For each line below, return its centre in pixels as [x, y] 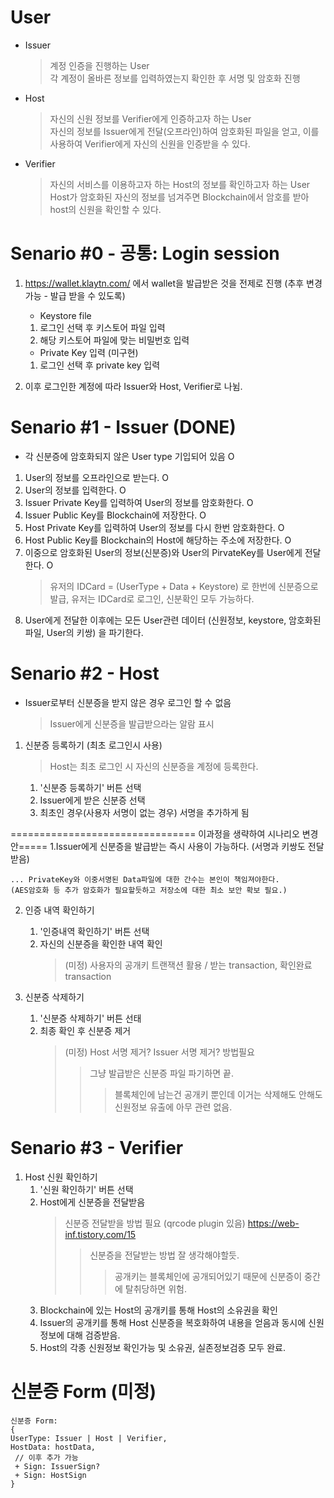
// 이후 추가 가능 [46, 1457]
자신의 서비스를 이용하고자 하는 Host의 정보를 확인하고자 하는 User [180, 184]
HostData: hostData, [53, 1447]
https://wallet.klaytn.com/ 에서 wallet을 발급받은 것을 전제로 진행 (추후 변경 [173, 283]
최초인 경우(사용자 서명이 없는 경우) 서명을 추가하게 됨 [144, 812]
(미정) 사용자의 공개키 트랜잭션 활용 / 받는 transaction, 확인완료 [188, 965]
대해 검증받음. [93, 1335]
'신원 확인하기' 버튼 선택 [86, 1189]
